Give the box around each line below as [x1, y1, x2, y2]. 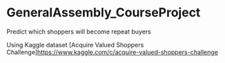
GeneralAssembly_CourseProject [6, 5, 201, 21]
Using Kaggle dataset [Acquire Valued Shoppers [6, 40, 144, 49]
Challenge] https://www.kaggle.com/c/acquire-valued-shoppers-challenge [6, 48, 219, 56]
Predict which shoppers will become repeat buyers [6, 27, 151, 36]
